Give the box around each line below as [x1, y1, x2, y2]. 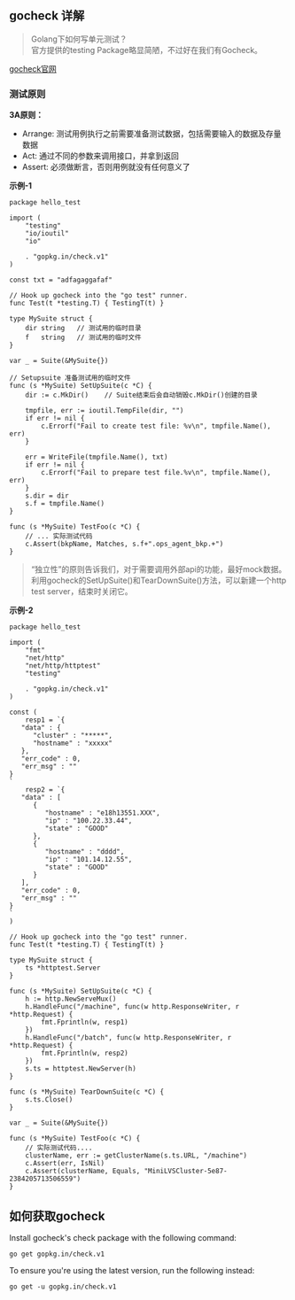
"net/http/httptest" [25, 662, 101, 670]
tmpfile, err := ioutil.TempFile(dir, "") [25, 406, 184, 415]
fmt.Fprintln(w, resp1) [41, 1018, 128, 1027]
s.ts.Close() [25, 1095, 74, 1104]
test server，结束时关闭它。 [30, 586, 133, 597]
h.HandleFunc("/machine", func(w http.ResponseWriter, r [25, 1002, 240, 1011]
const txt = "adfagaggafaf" [9, 275, 113, 285]
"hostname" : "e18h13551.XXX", [44, 809, 161, 817]
